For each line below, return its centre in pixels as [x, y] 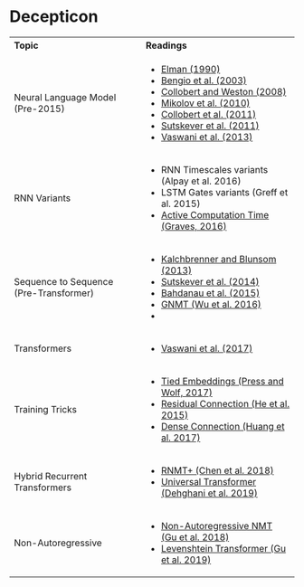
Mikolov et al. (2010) [206, 103]
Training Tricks [46, 409]
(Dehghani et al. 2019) [209, 493]
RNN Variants [42, 198]
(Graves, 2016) [194, 226]
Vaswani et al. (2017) [207, 348]
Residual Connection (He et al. [226, 403]
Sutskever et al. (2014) [210, 281]
